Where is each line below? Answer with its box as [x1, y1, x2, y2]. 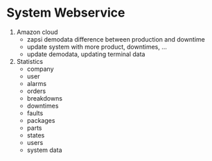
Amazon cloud [16, 28, 58, 36]
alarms [26, 79, 46, 87]
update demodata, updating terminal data [26, 50, 145, 58]
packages [26, 116, 55, 124]
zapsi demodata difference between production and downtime [26, 35, 206, 43]
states [26, 130, 45, 139]
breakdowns [26, 94, 63, 102]
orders [26, 87, 46, 95]
